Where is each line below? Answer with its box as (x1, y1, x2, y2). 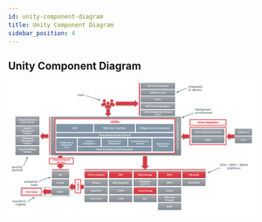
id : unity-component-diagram (8, 13, 104, 20)
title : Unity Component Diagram (8, 20, 114, 29)
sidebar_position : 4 (8, 29, 76, 37)
